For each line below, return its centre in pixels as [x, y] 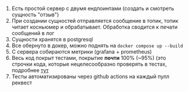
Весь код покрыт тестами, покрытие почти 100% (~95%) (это [89, 58]
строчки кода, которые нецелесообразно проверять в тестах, [89, 64]
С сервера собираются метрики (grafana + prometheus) [82, 52]
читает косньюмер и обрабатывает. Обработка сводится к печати [94, 27]
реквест [22, 83]
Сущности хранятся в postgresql [52, 39]
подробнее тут [30, 70]
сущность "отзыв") [35, 15]
